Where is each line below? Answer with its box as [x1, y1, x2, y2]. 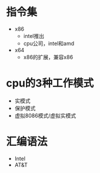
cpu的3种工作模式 [6, 76, 94, 90]
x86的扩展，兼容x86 [23, 53, 74, 60]
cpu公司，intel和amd [23, 40, 75, 47]
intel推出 [23, 32, 45, 39]
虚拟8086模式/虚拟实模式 [14, 112, 76, 119]
